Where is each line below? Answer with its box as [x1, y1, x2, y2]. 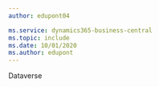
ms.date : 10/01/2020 [8, 41, 78, 49]
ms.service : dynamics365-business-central [8, 26, 153, 35]
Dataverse [8, 71, 43, 81]
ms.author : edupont [8, 49, 74, 57]
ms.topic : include [8, 34, 70, 42]
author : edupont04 [8, 11, 70, 20]
